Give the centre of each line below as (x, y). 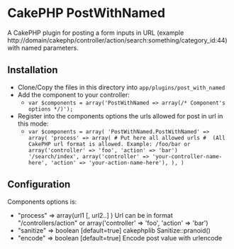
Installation (33, 70)
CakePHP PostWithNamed (86, 13)
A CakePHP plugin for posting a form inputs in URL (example (96, 33)
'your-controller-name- (187, 156)
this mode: (33, 123)
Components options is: (42, 201)
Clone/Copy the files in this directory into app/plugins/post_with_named (121, 87)
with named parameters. (43, 48)
